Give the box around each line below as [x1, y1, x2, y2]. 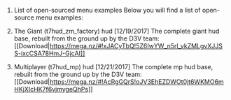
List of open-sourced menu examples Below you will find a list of [13, 6, 201, 14]
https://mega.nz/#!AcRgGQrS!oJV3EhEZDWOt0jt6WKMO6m [50, 78, 224, 86]
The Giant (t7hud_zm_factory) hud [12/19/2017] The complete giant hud [13, 27, 220, 35]
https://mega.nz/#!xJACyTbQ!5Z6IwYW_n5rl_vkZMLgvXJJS [50, 42, 223, 50]
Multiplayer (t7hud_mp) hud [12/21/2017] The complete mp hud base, [13, 63, 213, 71]
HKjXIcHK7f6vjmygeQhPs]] [13, 85, 93, 93]
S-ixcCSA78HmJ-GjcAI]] [13, 49, 85, 57]
